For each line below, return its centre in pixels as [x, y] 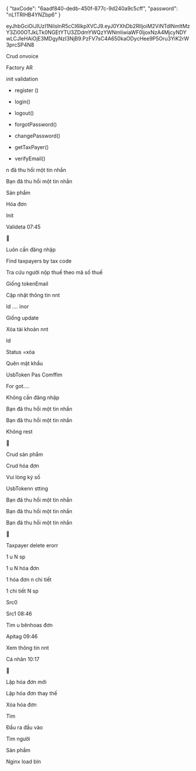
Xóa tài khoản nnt [27, 329]
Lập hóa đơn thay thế [32, 693]
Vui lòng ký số [23, 477]
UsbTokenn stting [27, 489]
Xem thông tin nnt [27, 648]
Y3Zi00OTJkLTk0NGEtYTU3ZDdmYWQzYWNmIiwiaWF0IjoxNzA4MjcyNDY [97, 32]
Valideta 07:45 [23, 227]
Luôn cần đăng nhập [31, 250]
